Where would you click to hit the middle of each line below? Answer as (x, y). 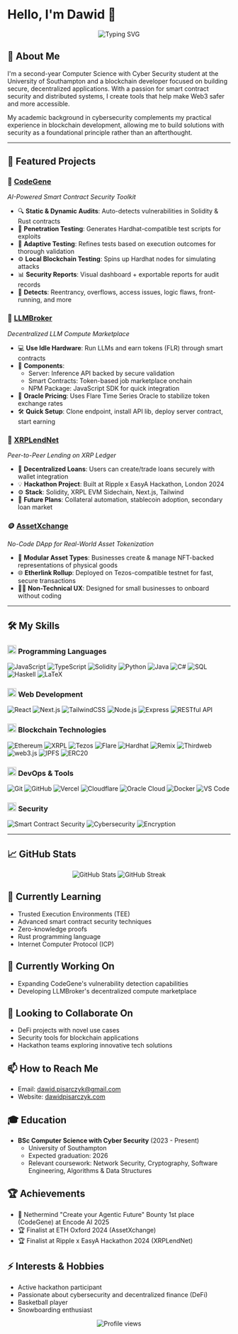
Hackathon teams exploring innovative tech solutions (95, 1045)
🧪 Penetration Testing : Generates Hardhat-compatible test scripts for (119, 229)
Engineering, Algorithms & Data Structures (90, 1171)
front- (207, 292)
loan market (35, 507)
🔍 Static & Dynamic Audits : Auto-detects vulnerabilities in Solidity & (118, 211)
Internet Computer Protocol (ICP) (66, 944)
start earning (36, 421)
